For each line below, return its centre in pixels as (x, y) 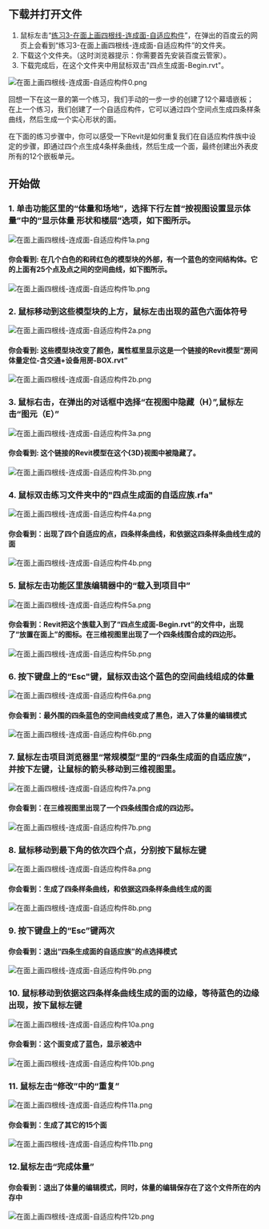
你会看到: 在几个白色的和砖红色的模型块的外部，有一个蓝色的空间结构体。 (129, 259)
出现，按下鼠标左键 (45, 1005)
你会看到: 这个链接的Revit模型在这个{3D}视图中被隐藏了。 (104, 453)
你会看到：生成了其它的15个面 (58, 1125)
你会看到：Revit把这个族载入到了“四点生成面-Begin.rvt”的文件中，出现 (126, 625)
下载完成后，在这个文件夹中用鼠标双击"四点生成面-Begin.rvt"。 (124, 65)
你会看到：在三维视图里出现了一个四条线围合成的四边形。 (103, 808)
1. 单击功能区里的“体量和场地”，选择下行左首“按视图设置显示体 (129, 209)
